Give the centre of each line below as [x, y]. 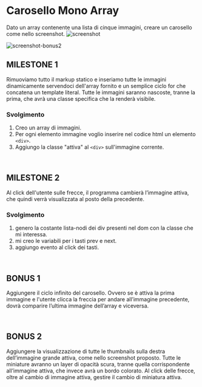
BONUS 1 [23, 278]
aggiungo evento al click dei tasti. [57, 247]
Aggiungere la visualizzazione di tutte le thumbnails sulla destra [86, 351]
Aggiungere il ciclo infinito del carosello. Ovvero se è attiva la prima [90, 293]
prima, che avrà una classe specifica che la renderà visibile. [81, 98]
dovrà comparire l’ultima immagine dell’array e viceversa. [78, 306]
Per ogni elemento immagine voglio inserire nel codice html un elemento [105, 134]
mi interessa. [31, 235]
